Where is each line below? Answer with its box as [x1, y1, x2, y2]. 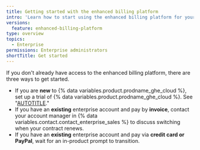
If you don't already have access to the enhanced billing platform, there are [6, 69, 190, 76]
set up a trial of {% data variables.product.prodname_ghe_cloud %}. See [14, 93, 193, 100]
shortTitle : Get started [6, 53, 68, 59]
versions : [6, 20, 31, 25]
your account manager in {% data [14, 112, 98, 119]
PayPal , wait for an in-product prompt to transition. [14, 137, 140, 144]
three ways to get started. [6, 75, 70, 82]
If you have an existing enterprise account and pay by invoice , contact [14, 106, 189, 113]
